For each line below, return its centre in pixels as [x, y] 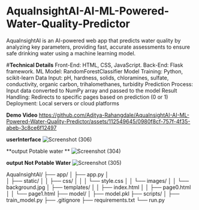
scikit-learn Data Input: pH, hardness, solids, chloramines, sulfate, [88, 78]
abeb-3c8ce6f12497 [31, 128]
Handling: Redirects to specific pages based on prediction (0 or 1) [87, 97]
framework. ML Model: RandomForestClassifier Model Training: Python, [94, 71]
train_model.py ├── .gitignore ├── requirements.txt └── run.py [85, 200]
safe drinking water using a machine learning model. [71, 53]
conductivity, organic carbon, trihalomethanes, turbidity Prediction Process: [100, 84]
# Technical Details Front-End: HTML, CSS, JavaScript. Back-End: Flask [95, 65]
